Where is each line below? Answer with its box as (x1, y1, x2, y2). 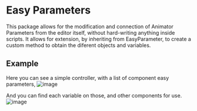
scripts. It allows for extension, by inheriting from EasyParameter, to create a (6, 35, 191, 42)
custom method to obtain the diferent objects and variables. (6, 42, 151, 49)
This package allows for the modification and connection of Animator (6, 23, 173, 30)
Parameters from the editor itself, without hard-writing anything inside (6, 29, 175, 36)
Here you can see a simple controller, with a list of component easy (6, 74, 169, 81)
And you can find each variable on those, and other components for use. (6, 92, 182, 99)
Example (6, 59, 39, 69)
